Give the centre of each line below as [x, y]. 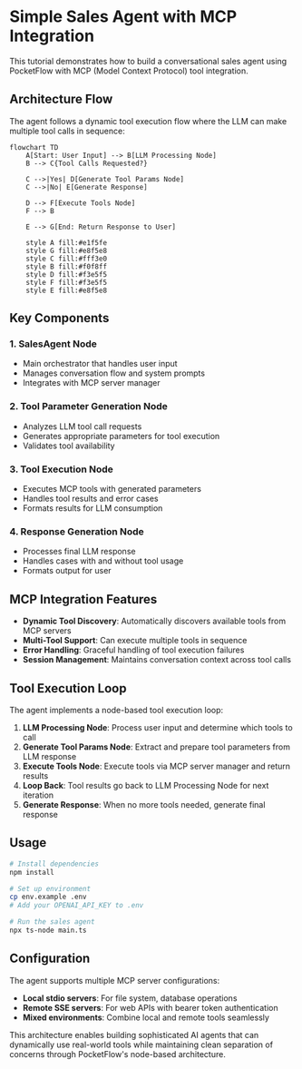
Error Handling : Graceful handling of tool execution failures [133, 650]
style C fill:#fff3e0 [66, 259]
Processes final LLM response [79, 552]
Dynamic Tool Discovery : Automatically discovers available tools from [154, 621]
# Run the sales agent [52, 922]
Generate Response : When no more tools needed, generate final [144, 804]
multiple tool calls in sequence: [67, 131]
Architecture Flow [61, 99]
